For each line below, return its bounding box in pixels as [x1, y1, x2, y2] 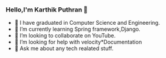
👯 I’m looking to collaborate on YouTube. [14, 32, 116, 39]
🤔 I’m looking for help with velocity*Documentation [14, 39, 142, 46]
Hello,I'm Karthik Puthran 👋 [5, 5, 88, 14]
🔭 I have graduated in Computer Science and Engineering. [14, 19, 161, 27]
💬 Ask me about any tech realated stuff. [14, 45, 114, 52]
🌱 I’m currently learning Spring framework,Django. [14, 25, 140, 33]
